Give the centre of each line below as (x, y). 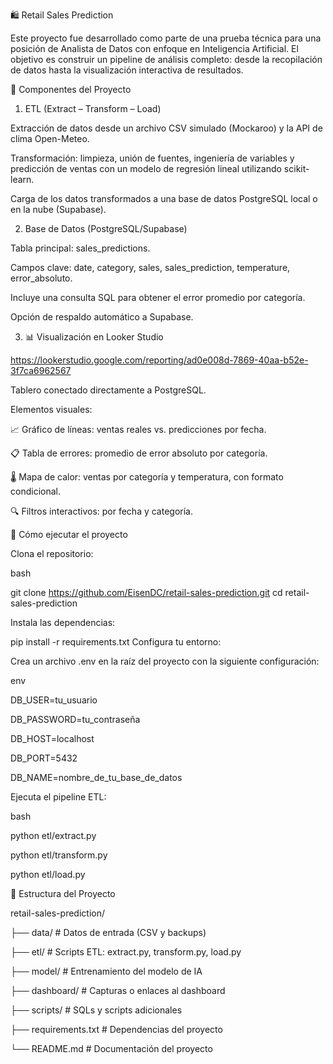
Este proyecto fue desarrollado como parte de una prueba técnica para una (166, 38)
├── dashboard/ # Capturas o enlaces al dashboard (118, 990)
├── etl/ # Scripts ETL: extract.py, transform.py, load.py (126, 952)
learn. (22, 179)
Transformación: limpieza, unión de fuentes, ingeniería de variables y (152, 158)
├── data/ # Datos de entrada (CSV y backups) (108, 932)
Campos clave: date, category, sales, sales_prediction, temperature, (150, 267)
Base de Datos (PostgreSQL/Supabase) (106, 228)
